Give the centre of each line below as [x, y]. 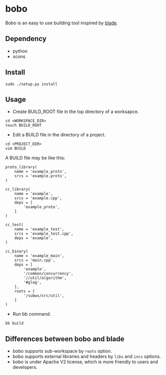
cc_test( [14, 225]
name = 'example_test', [39, 229]
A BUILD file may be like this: [35, 158]
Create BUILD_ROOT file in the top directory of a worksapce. [76, 111]
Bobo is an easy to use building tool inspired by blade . [61, 23]
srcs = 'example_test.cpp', [44, 234]
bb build [14, 323]
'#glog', [33, 283]
